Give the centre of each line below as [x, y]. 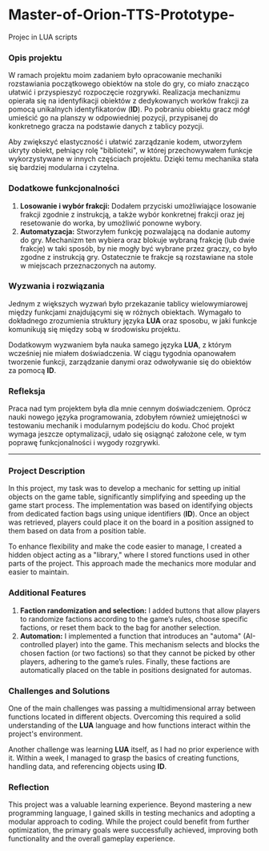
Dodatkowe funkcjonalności [64, 188]
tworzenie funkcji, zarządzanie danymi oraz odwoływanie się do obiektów [130, 362]
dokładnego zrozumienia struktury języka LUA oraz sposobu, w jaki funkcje [133, 320]
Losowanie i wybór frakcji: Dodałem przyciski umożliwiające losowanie [138, 205]
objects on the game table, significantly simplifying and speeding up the [127, 497]
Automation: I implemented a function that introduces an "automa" [130, 636]
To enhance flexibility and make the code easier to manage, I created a [125, 546]
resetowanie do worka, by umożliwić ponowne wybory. [111, 223]
